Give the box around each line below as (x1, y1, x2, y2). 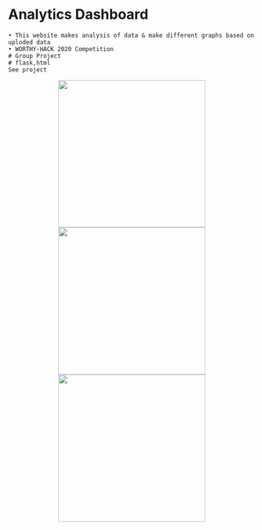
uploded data (8, 38, 51, 46)
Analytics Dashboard (8, 5, 149, 24)
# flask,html (8, 59, 51, 67)
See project (8, 65, 47, 74)
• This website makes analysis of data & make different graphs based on (8, 31, 255, 39)
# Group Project (8, 52, 61, 60)
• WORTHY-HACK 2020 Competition (8, 45, 114, 53)
